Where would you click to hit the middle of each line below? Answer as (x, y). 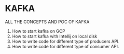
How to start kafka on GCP (38, 31)
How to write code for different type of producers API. (66, 41)
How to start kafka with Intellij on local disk (55, 36)
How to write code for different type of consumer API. (65, 46)
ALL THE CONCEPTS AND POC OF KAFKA (47, 22)
